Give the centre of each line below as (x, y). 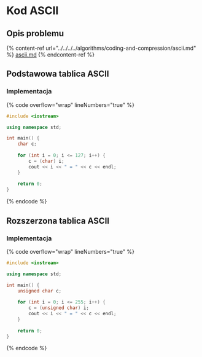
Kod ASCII (33, 11)
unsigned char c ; (40, 291)
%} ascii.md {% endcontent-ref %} (51, 55)
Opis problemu (35, 33)
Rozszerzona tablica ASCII (58, 221)
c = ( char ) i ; (46, 161)
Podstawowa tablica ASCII (58, 74)
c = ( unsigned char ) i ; (59, 308)
